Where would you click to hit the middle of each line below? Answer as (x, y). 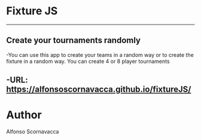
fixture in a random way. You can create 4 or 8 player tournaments (88, 61)
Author (24, 115)
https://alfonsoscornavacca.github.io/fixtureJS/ (99, 89)
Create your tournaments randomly (73, 40)
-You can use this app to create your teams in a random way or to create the (100, 54)
